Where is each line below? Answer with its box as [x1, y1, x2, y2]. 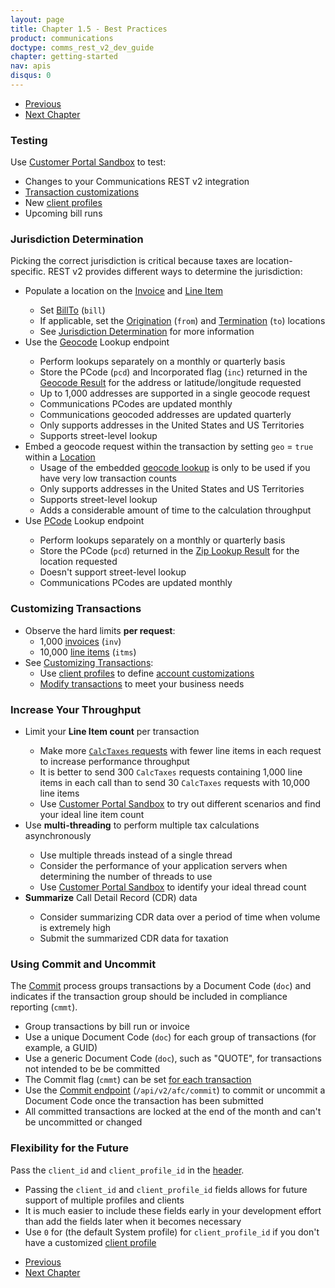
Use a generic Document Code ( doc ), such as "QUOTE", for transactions [24, 1052, 322, 1065]
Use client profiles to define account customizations [39, 667, 255, 679]
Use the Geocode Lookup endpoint [24, 336, 170, 348]
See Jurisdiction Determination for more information [39, 326, 255, 338]
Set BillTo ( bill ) [39, 304, 106, 316]
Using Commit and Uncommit [10, 957, 157, 971]
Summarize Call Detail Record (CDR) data [24, 892, 198, 904]
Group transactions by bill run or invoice [24, 1021, 190, 1033]
